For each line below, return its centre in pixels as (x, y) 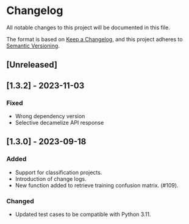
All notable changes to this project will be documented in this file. (88, 27)
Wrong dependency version (50, 116)
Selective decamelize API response (59, 123)
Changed (20, 201)
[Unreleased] (32, 65)
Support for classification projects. (59, 172)
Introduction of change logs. (51, 179)
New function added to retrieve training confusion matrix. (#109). (97, 185)
